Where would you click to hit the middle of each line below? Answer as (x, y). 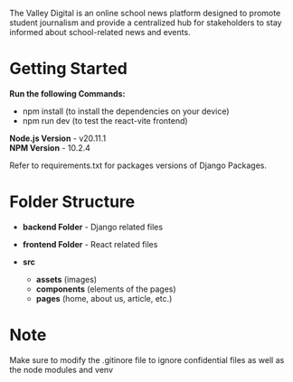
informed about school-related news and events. (100, 32)
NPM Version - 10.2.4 (50, 147)
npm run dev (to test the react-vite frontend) (105, 120)
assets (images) (66, 279)
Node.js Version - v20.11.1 (58, 138)
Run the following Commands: (67, 93)
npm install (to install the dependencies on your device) (126, 111)
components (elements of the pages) (106, 289)
